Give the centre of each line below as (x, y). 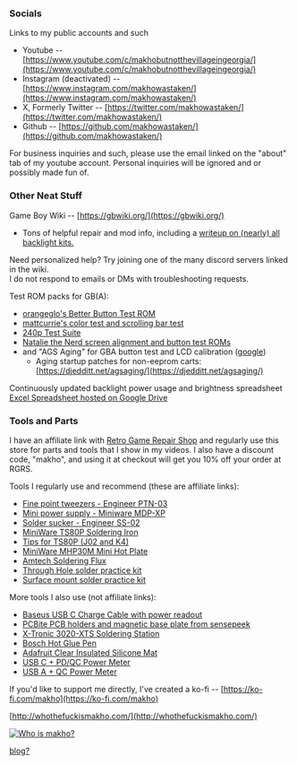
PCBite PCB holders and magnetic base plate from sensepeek (136, 624)
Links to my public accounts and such (79, 33)
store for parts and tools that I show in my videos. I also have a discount (142, 449)
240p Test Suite (51, 332)
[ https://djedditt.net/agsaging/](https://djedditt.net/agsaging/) (149, 370)
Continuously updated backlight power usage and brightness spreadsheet (146, 387)
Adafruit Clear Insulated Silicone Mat (90, 652)
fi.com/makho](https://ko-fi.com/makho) (84, 699)
